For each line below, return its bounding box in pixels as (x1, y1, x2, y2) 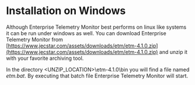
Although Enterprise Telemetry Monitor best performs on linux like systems (6, 23, 187, 30)
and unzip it (159, 48, 188, 55)
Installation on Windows (6, 4, 126, 18)
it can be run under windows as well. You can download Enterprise (6, 29, 166, 36)
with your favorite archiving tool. (6, 55, 84, 62)
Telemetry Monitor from (6, 36, 63, 43)
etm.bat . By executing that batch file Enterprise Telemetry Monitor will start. (6, 72, 189, 79)
